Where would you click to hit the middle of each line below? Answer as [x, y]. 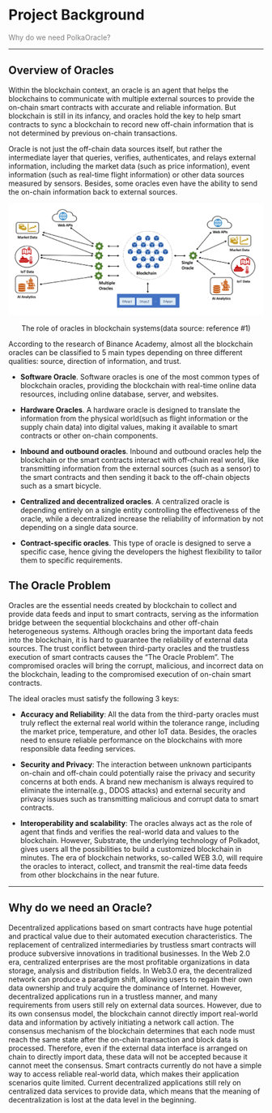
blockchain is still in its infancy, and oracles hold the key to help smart [125, 116]
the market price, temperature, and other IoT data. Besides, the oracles [138, 731]
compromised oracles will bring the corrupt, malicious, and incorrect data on [136, 666]
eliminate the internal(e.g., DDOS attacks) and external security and [132, 790]
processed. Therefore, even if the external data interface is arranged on [128, 1048]
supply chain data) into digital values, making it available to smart [129, 426]
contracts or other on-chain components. [89, 435]
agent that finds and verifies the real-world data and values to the [130, 832]
